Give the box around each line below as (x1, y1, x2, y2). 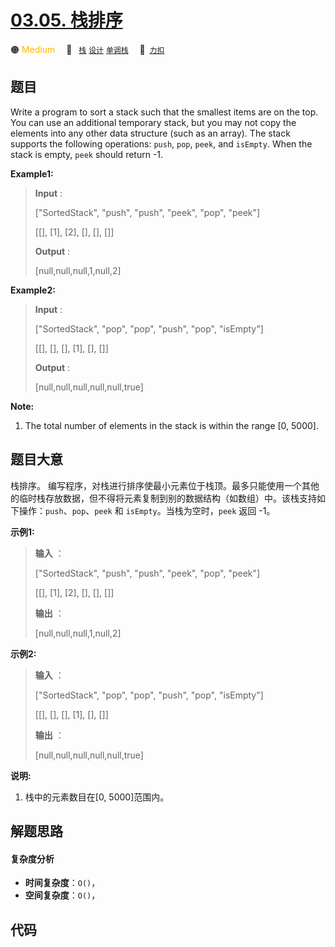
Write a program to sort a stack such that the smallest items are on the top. (10, 106, 319, 118)
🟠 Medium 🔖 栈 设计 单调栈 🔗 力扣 (10, 43, 165, 55)
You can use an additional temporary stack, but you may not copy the (10, 116, 297, 128)
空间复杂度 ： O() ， (24, 889, 101, 901)
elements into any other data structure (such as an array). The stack (10, 127, 291, 139)
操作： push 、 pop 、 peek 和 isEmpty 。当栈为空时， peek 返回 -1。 (18, 504, 276, 516)
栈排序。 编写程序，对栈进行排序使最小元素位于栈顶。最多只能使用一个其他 (10, 479, 320, 491)
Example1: (10, 167, 54, 180)
